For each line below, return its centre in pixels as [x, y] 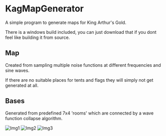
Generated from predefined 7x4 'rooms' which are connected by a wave [79, 113]
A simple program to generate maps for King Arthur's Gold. [66, 22]
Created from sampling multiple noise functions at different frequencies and [83, 65]
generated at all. [22, 85]
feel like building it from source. [38, 37]
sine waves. [17, 70]
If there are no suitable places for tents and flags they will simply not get [79, 80]
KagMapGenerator [44, 9]
